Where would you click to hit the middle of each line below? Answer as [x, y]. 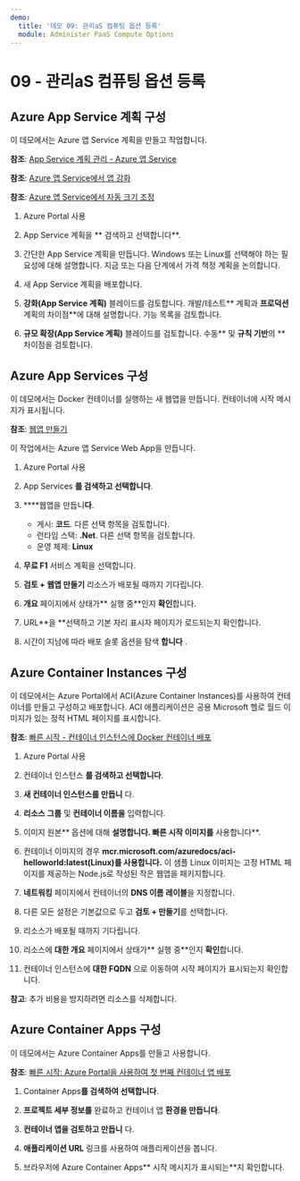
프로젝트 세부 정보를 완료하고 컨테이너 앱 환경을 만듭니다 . [121, 1109]
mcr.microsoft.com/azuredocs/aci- [169, 851]
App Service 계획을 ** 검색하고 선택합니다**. [102, 235]
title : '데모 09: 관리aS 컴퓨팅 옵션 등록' [90, 26]
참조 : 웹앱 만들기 [39, 429]
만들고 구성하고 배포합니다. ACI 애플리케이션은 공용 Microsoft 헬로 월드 [158, 707]
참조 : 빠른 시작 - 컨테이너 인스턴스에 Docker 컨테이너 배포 [111, 737]
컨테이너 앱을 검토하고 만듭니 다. [79, 1129]
